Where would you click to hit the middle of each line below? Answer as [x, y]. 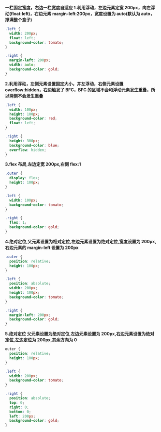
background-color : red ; [33, 118]
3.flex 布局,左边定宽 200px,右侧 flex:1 [43, 164]
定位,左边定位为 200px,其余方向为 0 [41, 340]
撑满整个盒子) [19, 20]
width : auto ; [22, 65]
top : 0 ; [17, 402]
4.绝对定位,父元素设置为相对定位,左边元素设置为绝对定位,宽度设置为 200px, [81, 241]
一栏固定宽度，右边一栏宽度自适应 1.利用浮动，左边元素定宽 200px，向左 [78, 8]
